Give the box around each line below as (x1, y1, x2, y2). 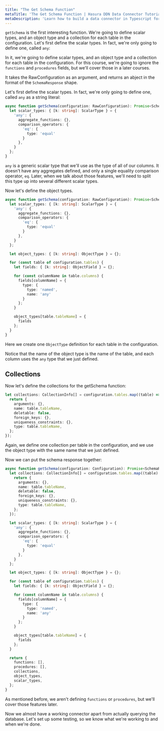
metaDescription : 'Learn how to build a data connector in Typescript (5, 16, 152, 21)
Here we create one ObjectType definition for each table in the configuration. (5, 341, 159, 347)
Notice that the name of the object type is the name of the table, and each (5, 350, 154, 357)
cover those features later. (5, 701, 58, 707)
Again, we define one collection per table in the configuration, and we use (5, 442, 154, 448)
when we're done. (5, 721, 41, 727)
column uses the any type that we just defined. (5, 356, 99, 362)
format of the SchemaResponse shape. (5, 80, 78, 86)
